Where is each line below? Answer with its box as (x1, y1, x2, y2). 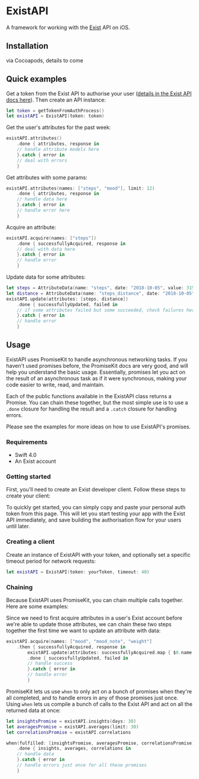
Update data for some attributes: (6, 273, 86, 280)
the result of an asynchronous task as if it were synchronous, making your (6, 374, 187, 381)
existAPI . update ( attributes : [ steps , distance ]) (6, 296, 129, 302)
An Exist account (14, 458, 56, 465)
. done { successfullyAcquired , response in (17, 241, 126, 247)
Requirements (6, 438, 48, 446)
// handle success (27, 661, 73, 667)
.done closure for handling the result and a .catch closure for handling (6, 405, 177, 412)
